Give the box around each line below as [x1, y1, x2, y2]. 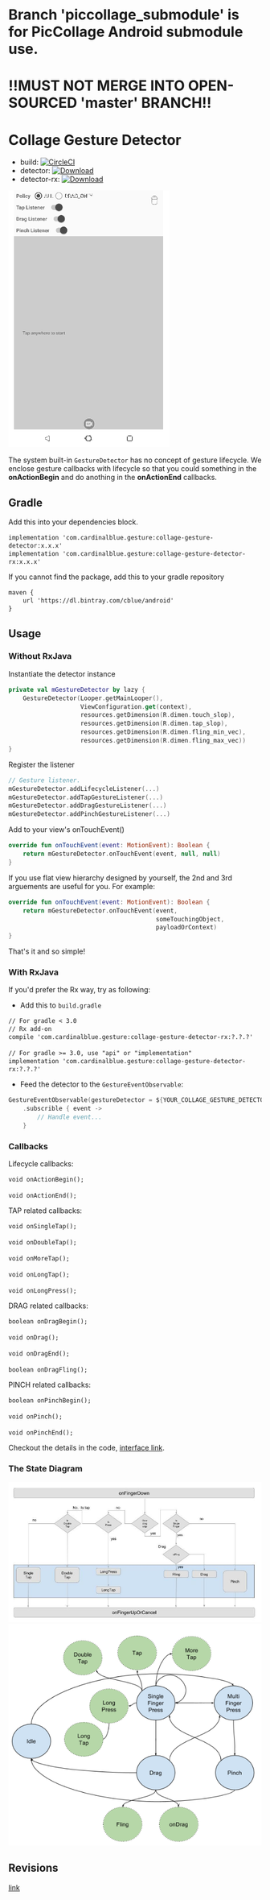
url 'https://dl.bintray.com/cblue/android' [22, 597, 174, 605]
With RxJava [8, 967, 59, 978]
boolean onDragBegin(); [8, 1318, 88, 1326]
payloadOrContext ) [155, 924, 218, 932]
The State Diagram [8, 1463, 83, 1475]
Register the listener [8, 760, 75, 769]
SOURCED [8, 94, 78, 112]
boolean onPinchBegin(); [8, 1397, 92, 1405]
